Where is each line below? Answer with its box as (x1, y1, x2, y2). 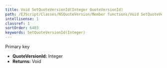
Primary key (5, 44, 30, 49)
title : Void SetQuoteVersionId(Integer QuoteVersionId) (5, 7, 123, 12)
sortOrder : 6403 (5, 26, 39, 31)
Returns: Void (12, 59, 41, 64)
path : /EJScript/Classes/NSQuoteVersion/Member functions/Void (5, 12, 139, 17)
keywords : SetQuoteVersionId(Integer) (5, 30, 85, 35)
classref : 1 (5, 21, 30, 26)
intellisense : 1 (5, 16, 39, 21)
